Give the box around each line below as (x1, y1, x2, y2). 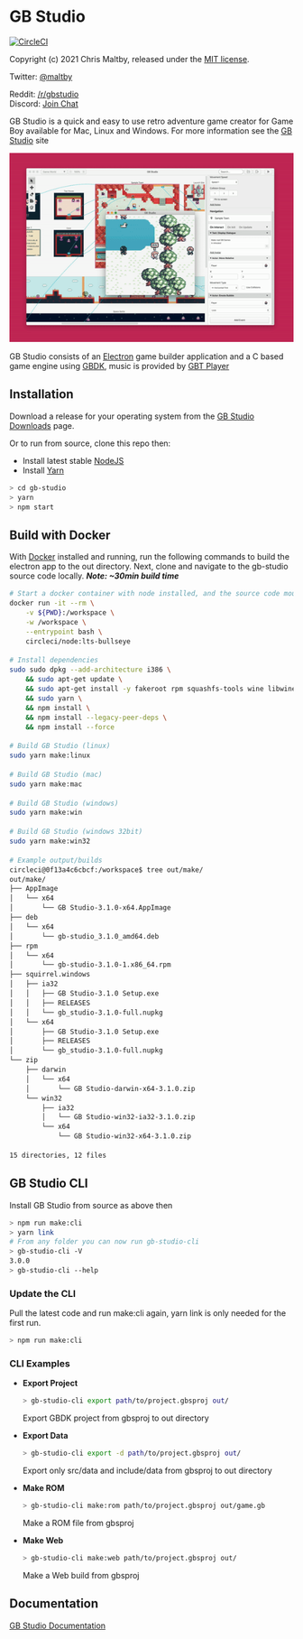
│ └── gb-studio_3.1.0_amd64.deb (9, 931, 160, 940)
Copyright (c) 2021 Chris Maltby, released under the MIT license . (9, 53, 250, 64)
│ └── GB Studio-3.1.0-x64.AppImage (9, 903, 171, 912)
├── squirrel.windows (9, 970, 91, 979)
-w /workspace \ (25, 617, 87, 626)
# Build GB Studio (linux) (9, 742, 111, 751)
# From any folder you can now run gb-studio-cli (9, 1237, 200, 1246)
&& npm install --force (25, 722, 115, 732)
